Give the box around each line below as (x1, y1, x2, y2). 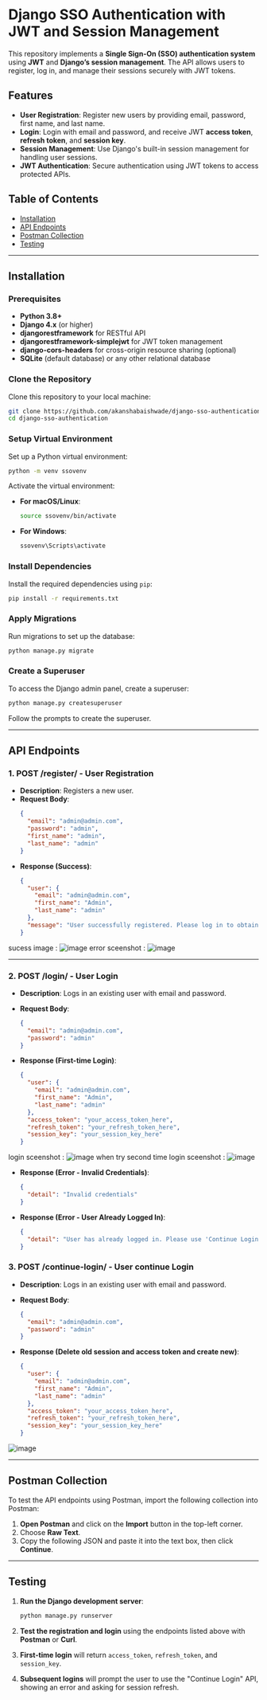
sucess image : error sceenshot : (8, 942, 145, 953)
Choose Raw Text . (19, 1527, 81, 1537)
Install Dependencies (8, 561, 92, 572)
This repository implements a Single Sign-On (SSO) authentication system (8, 49, 256, 58)
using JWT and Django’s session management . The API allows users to (8, 57, 245, 67)
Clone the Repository (8, 374, 92, 385)
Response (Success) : (19, 861, 92, 871)
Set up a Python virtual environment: (8, 452, 129, 461)
